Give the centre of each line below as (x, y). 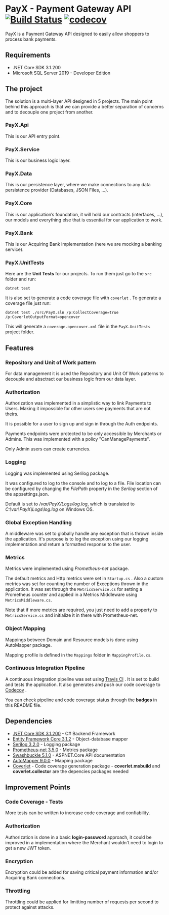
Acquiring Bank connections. (35, 877)
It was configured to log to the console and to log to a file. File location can (83, 483)
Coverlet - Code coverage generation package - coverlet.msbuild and (86, 766)
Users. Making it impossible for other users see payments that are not (78, 409)
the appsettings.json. (27, 494)
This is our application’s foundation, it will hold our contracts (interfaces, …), (84, 214)
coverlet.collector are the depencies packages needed (71, 771)
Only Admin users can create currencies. (48, 449)
